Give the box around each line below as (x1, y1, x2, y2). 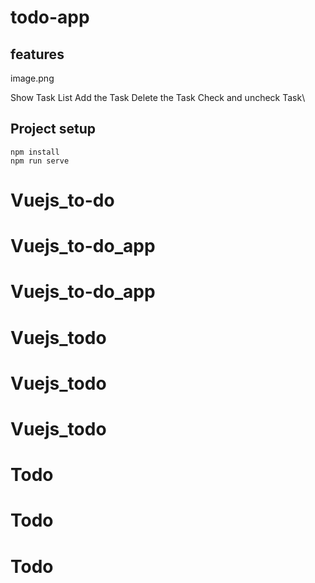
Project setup (10, 121, 97, 138)
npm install (10, 147, 60, 157)
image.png (10, 72, 55, 84)
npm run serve (10, 156, 70, 166)
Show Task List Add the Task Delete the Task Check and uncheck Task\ (10, 92, 306, 103)
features (10, 46, 65, 63)
